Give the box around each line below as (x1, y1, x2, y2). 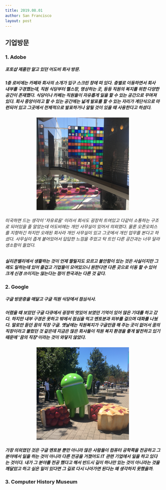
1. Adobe (5, 53, 27, 60)
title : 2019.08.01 (5, 8, 43, 13)
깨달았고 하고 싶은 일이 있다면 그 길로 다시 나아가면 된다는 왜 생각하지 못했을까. (5, 465, 154, 471)
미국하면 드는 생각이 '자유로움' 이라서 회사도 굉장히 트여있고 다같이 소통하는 (5, 217, 150, 223)
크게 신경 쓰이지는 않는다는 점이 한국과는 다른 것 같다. (5, 270, 106, 276)
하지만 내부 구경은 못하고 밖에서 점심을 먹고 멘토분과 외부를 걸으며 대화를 (11, 316, 149, 322)
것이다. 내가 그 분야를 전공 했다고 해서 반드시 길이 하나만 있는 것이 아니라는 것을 (10, 459, 160, 465)
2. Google (5, 283, 29, 290)
